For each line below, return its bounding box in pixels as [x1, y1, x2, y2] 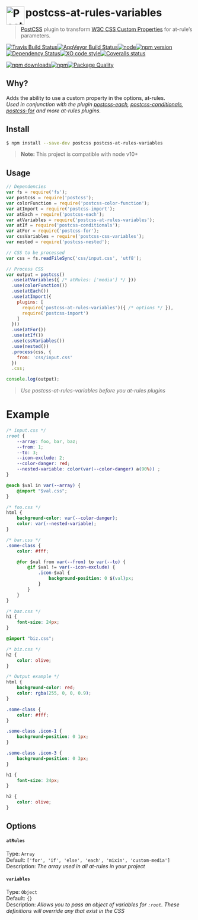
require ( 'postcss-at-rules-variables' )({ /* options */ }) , [21, 304, 174, 310]
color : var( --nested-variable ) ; [17, 521, 97, 527]
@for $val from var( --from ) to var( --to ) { [17, 559, 126, 565]
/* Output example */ [6, 674, 60, 680]
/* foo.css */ [6, 504, 41, 510]
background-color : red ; [17, 684, 76, 691]
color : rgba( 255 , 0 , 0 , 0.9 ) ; [17, 690, 92, 696]
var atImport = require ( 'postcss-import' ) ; [6, 206, 116, 212]
